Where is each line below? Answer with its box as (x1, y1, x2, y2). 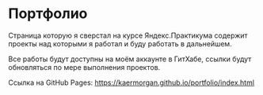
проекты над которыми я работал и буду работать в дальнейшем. (8, 38, 232, 48)
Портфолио (8, 5, 88, 23)
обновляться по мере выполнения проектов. (8, 62, 161, 71)
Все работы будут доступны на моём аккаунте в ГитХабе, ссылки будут (8, 54, 252, 64)
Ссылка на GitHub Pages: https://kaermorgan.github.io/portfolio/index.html (8, 78, 255, 87)
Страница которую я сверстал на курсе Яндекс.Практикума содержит (8, 31, 248, 40)
